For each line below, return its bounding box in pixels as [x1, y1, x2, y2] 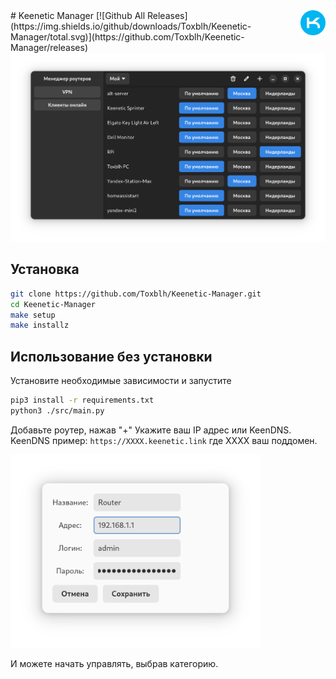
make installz [10, 320, 70, 331]
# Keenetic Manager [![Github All [10, 10, 146, 21]
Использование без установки [10, 348, 213, 365]
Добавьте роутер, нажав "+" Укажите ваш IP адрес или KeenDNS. [10, 424, 292, 436]
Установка [10, 261, 80, 278]
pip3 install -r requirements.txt [10, 395, 155, 406]
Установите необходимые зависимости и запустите [10, 375, 232, 387]
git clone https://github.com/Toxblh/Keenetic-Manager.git [10, 289, 262, 299]
